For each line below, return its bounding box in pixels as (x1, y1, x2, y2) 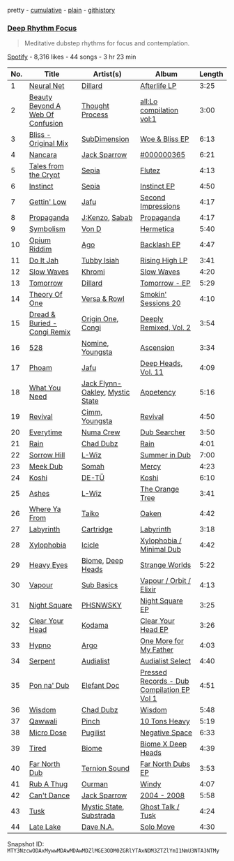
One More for (140, 636, 185, 646)
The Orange (140, 485, 180, 494)
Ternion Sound (81, 764, 130, 774)
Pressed (140, 668, 167, 677)
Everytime (29, 427, 63, 437)
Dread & (29, 310, 56, 320)
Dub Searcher (140, 427, 186, 437)
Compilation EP (140, 685, 190, 695)
